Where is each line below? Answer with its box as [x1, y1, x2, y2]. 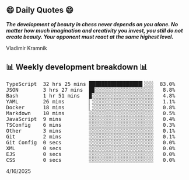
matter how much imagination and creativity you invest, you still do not [6, 27, 183, 34]
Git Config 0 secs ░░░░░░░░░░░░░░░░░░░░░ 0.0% [6, 139, 176, 146]
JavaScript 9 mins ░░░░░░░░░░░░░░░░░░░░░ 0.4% [6, 116, 176, 122]
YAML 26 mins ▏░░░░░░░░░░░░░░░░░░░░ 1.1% [6, 98, 176, 105]
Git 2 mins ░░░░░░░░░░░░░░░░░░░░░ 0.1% [6, 133, 176, 140]
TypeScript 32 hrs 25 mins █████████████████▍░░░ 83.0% [6, 81, 176, 87]
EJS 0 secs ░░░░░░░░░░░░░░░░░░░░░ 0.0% [6, 151, 176, 157]
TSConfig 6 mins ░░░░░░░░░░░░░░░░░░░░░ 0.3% [6, 122, 176, 128]
